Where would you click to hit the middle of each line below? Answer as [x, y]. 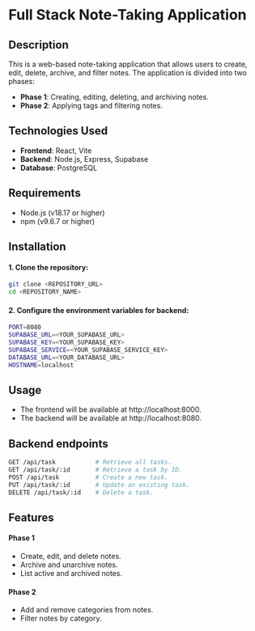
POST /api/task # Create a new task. [88, 477]
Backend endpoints [58, 444]
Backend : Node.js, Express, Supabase [84, 159]
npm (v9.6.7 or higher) [57, 221]
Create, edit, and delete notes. [70, 557]
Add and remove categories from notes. [87, 610]
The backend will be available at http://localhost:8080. [111, 418]
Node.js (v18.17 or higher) [62, 213]
